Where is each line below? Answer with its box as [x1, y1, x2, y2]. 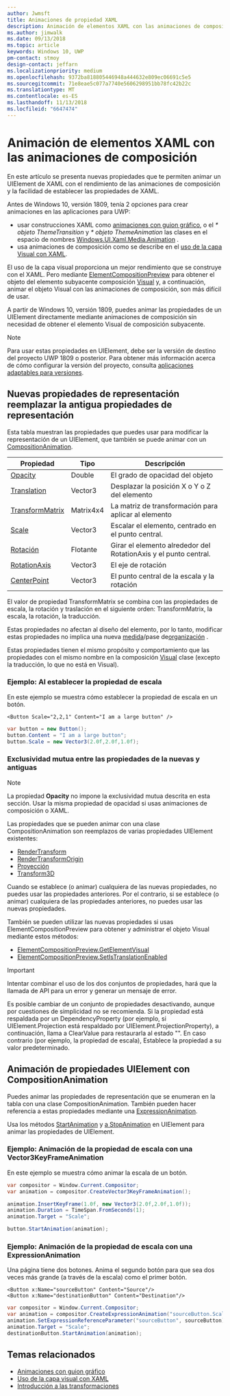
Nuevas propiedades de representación [7, 388, 180, 400]
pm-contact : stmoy [7, 55, 60, 62]
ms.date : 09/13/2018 [7, 36, 66, 42]
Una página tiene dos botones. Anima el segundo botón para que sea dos [7, 1266, 215, 1274]
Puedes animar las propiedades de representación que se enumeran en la [7, 1092, 216, 1100]
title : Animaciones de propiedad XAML [7, 16, 118, 23]
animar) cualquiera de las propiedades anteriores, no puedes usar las [7, 897, 203, 905]
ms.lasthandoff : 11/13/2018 [7, 99, 88, 106]
